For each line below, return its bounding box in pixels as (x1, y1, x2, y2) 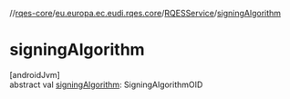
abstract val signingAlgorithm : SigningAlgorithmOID (9, 79, 203, 90)
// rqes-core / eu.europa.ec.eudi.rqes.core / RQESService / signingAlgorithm (9, 8, 281, 18)
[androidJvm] (9, 69, 61, 80)
